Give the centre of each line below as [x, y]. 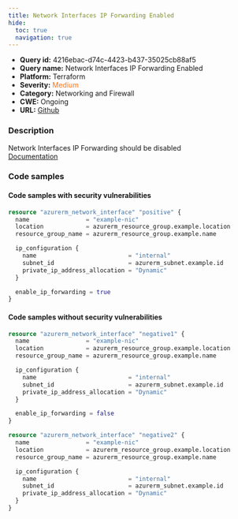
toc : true [31, 30]
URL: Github [39, 110]
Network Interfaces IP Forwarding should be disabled [95, 147]
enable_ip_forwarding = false [65, 414]
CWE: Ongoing [44, 102]
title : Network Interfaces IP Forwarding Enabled [91, 15]
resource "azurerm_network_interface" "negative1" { [97, 334]
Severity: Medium [49, 85]
